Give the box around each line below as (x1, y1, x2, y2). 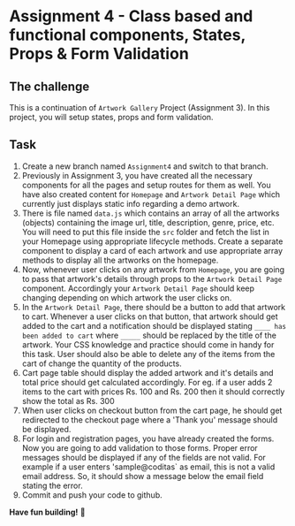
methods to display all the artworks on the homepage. (21, 255, 219, 265)
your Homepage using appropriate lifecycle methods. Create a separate (21, 236, 284, 247)
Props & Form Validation (9, 44, 190, 64)
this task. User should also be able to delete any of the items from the (21, 348, 276, 359)
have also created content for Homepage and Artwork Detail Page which (21, 188, 281, 200)
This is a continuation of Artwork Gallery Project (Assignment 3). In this (9, 103, 270, 112)
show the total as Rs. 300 (21, 395, 115, 406)
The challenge (9, 79, 90, 94)
